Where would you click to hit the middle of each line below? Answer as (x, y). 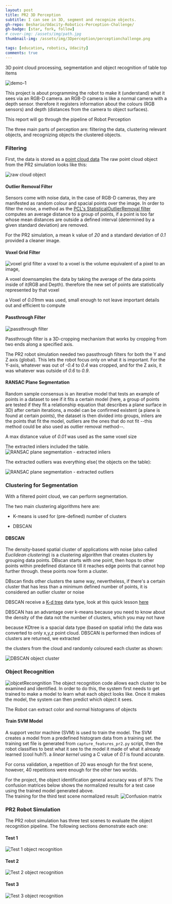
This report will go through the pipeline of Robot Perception (68, 119)
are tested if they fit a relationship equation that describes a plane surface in (86, 405)
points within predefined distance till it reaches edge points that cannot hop (85, 566)
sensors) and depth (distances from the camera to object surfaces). (77, 109)
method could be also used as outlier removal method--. (65, 426)
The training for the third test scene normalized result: (62, 796)
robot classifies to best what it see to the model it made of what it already (83, 749)
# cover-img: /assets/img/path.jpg (43, 34)
